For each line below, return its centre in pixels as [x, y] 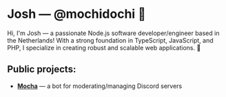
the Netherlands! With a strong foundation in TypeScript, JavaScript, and [110, 40]
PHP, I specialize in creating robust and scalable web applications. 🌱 [104, 47]
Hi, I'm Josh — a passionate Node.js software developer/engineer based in [113, 33]
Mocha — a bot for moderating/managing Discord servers [100, 86]
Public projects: [42, 69]
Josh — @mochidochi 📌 [76, 14]
